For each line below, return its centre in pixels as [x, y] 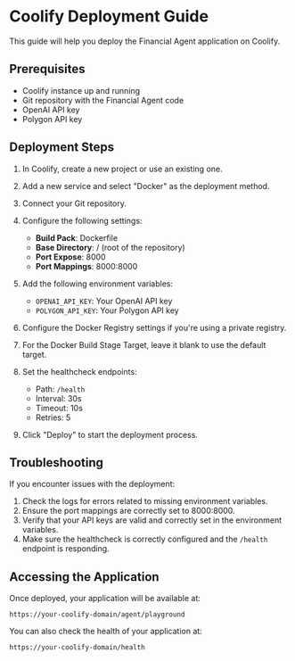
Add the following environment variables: [98, 284]
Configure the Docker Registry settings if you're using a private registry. [154, 327]
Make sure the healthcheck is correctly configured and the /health [145, 539]
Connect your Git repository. [74, 203]
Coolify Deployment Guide [109, 17]
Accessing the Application [84, 577]
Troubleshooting [57, 463]
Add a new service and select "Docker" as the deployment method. [146, 186]
